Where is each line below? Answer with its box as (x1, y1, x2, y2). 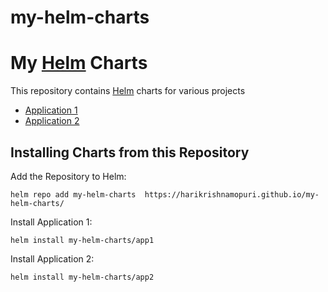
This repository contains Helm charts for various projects (10, 85, 246, 97)
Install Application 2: (10, 252, 95, 265)
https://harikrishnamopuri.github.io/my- (144, 189, 320, 200)
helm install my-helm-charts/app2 (10, 272, 155, 282)
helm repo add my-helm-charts (10, 189, 137, 200)
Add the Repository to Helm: (10, 170, 127, 182)
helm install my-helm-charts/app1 (10, 235, 155, 245)
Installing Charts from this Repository (10, 144, 250, 161)
